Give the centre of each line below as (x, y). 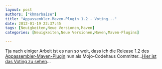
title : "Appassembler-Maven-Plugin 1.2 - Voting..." (61, 19)
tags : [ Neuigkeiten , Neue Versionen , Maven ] (50, 28)
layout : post (19, 10)
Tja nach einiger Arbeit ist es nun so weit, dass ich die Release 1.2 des (77, 51)
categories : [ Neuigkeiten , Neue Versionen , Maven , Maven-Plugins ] (72, 33)
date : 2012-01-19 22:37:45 (33, 23)
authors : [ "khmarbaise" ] (31, 14)
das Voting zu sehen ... (28, 61)
